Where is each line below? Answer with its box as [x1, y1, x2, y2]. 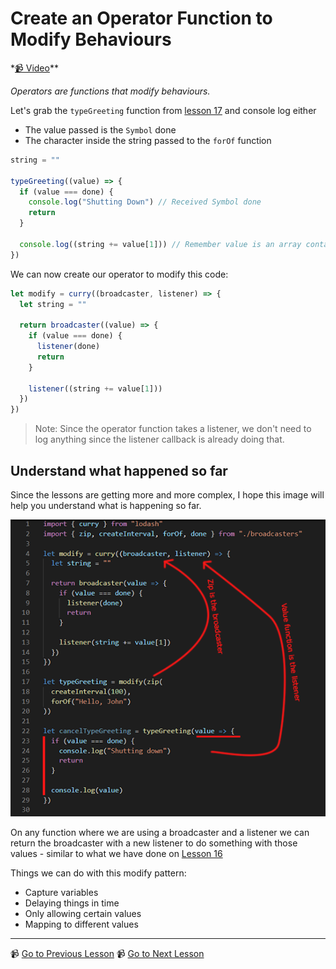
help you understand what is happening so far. [10, 500, 202, 511]
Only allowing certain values [24, 907, 142, 919]
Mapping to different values [24, 918, 139, 930]
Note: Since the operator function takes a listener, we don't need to [34, 423, 312, 435]
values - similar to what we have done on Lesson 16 [10, 847, 223, 859]
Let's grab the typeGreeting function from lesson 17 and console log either [10, 104, 317, 116]
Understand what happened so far [10, 462, 228, 479]
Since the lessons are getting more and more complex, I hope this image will [10, 489, 325, 501]
